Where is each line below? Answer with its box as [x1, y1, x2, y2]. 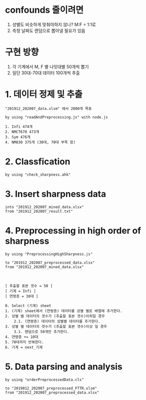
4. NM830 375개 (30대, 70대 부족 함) [5, 140, 76, 145]
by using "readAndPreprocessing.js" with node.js [5, 114, 108, 120]
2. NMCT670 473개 [5, 129, 40, 134]
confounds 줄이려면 [5, 4, 84, 16]
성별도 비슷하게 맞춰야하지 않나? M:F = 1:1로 [12, 22, 96, 27]
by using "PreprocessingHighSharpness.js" [5, 251, 93, 257]
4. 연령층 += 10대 [5, 334, 39, 339]
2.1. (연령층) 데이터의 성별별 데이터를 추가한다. [14, 319, 101, 324]
